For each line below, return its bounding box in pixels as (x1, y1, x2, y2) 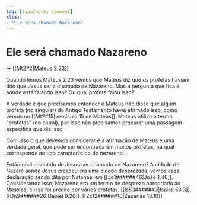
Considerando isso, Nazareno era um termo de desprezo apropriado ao (6, 180, 181, 187)
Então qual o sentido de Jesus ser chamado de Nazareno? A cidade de (6, 161, 180, 168)
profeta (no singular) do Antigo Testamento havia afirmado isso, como (6, 107, 178, 114)
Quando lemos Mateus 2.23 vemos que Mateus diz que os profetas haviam (6, 76, 190, 84)
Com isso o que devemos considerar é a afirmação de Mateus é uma (6, 137, 175, 144)
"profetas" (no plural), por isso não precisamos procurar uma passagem (6, 119, 183, 126)
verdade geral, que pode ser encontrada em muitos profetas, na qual (6, 143, 175, 150)
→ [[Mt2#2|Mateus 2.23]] (6, 65, 69, 72)
